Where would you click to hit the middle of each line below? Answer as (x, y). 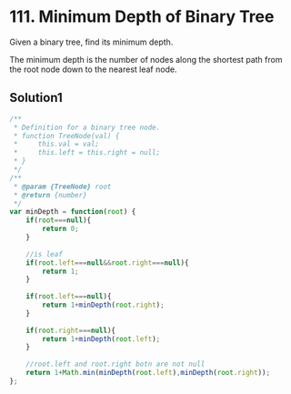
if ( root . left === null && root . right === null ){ (107, 263)
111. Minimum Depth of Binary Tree (142, 17)
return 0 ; (60, 229)
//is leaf (45, 254)
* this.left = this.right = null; (87, 153)
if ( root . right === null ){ (71, 330)
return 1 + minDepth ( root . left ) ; (101, 338)
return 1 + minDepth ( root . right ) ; (104, 305)
